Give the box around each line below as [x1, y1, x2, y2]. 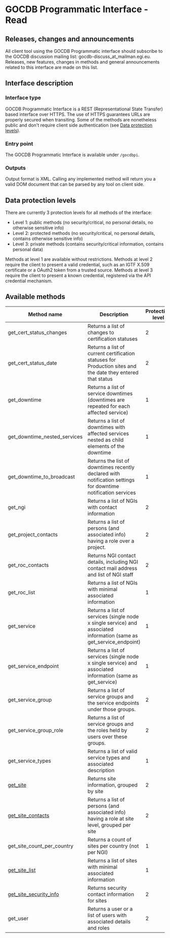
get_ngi [8, 503, 26, 510]
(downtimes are [88, 396, 125, 403]
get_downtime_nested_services [8, 433, 83, 440]
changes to [88, 329, 114, 336]
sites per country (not [88, 842, 139, 850]
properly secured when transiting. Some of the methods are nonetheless [5, 116, 157, 123]
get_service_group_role [8, 727, 64, 734]
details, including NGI [88, 558, 138, 565]
